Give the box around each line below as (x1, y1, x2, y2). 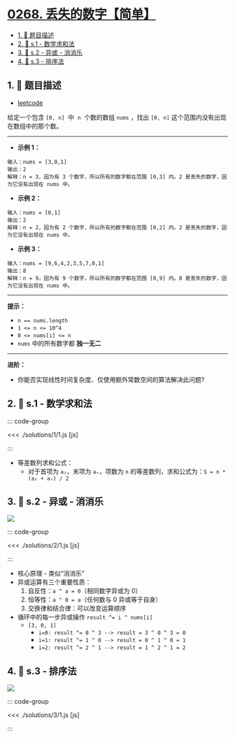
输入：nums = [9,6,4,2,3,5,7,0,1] (7, 260, 105, 267)
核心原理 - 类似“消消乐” (17, 569, 85, 578)
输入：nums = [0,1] (7, 209, 61, 216)
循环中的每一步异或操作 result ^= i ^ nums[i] (17, 613, 153, 621)
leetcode (17, 99, 43, 107)
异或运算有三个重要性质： (17, 578, 92, 586)
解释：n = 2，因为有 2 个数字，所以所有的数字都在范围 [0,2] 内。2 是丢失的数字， (7, 224, 222, 231)
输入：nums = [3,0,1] (7, 158, 67, 165)
